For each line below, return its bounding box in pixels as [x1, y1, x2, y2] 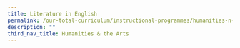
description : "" [7, 23, 56, 30]
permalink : [7, 17, 40, 24]
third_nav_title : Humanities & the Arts [7, 30, 130, 37]
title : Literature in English [7, 10, 98, 18]
